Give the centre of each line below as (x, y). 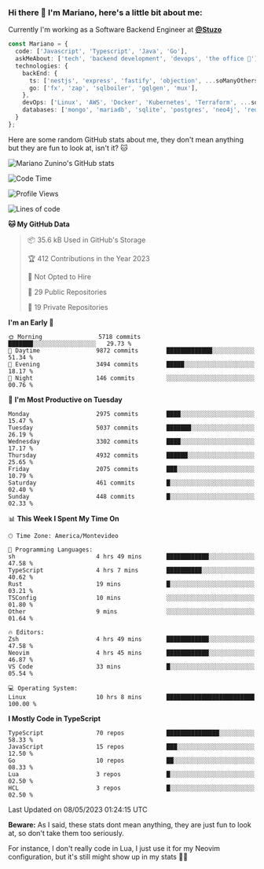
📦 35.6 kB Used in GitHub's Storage (86, 240)
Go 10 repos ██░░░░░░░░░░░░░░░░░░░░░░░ (132, 760)
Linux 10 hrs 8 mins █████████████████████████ (132, 697)
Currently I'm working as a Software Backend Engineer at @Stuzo (115, 30)
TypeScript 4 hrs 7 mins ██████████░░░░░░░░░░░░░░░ (132, 570)
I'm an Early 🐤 (31, 322)
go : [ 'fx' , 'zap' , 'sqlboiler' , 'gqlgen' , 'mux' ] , (114, 88)
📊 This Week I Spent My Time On (64, 518)
